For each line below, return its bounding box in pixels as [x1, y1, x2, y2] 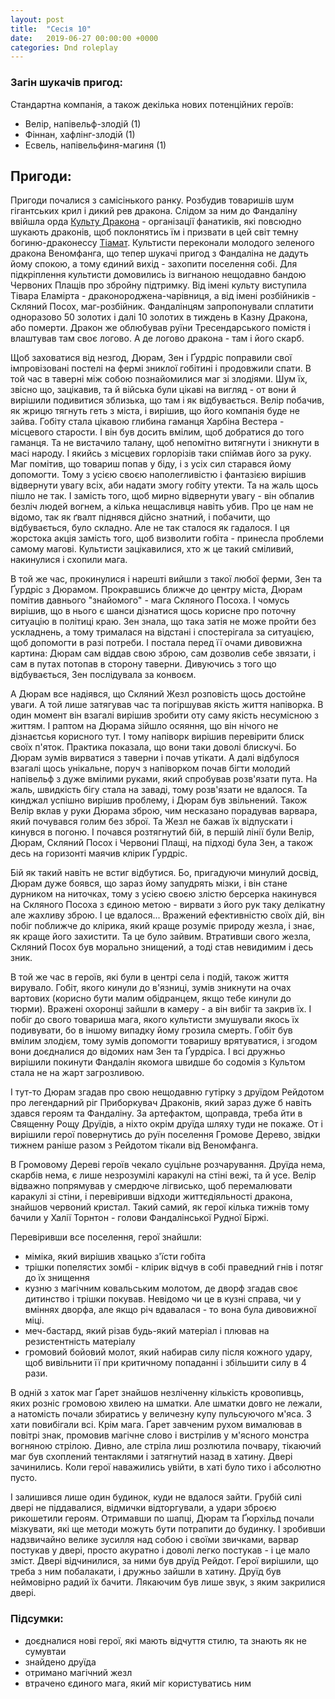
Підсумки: [10, 1612, 64, 1626]
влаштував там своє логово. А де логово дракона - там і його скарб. [10, 332, 305, 345]
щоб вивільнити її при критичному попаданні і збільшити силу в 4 [24, 1357, 307, 1369]
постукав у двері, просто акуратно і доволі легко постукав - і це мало [10, 1544, 311, 1556]
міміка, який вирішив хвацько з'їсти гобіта [24, 1251, 207, 1263]
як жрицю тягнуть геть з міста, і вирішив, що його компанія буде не [10, 405, 300, 417]
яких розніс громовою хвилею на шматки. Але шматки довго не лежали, [10, 1397, 323, 1410]
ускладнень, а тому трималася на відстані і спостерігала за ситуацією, [10, 626, 315, 638]
